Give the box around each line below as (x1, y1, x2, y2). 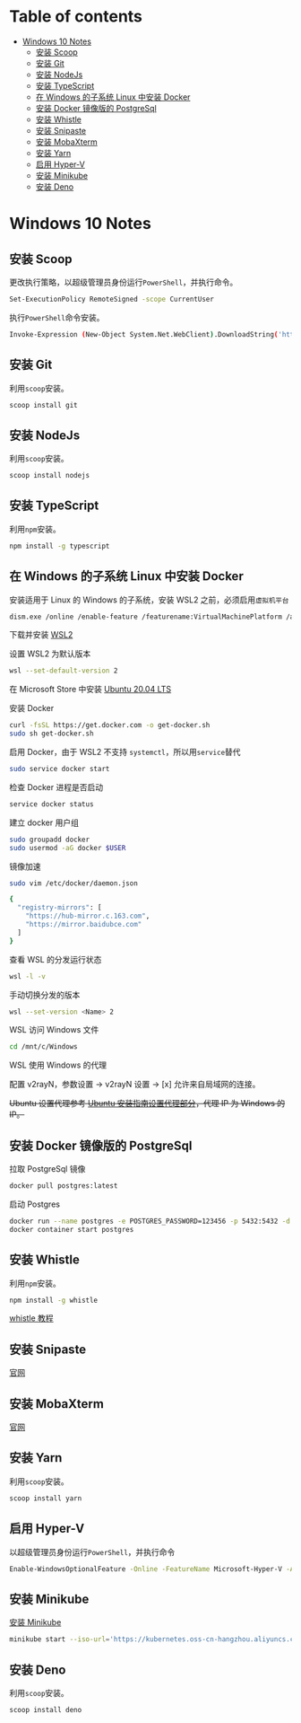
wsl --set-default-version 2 (9, 666, 118, 675)
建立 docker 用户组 (9, 817, 79, 828)
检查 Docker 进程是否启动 (9, 781, 104, 792)
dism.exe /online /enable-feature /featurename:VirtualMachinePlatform (9, 612, 282, 621)
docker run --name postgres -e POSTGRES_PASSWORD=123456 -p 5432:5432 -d (9, 1217, 291, 1226)
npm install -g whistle (9, 1296, 99, 1305)
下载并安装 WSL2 (9, 629, 73, 640)
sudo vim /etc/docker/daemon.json (9, 878, 139, 888)
